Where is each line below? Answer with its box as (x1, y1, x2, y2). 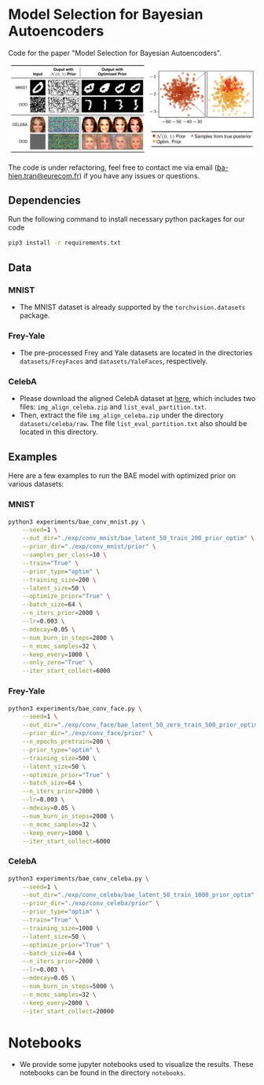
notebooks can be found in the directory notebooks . (19, 1068, 186, 1078)
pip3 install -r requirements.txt (8, 239, 122, 247)
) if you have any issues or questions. (79, 171, 200, 180)
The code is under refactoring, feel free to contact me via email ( (8, 163, 218, 172)
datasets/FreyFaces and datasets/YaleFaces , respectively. (19, 356, 208, 366)
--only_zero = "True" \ (22, 659, 93, 667)
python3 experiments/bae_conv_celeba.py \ (8, 874, 149, 882)
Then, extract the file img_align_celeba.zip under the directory (19, 410, 224, 420)
